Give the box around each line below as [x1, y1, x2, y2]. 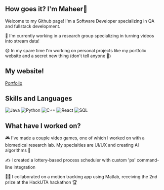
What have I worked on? [5, 122, 81, 130]
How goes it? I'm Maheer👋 [5, 5, 87, 13]
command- [136, 157, 160, 163]
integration [13, 164, 36, 170]
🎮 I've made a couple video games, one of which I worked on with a [5, 135, 145, 141]
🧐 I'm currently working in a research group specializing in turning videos [5, 32, 154, 38]
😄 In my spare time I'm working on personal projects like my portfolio [5, 47, 147, 53]
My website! [5, 67, 44, 75]
